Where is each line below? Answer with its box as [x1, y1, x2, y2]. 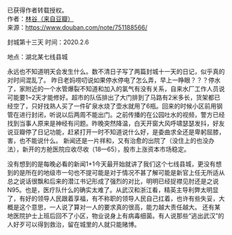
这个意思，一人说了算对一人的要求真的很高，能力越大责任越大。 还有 [19, 203, 215, 211]
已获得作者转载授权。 [7, 6, 68, 14]
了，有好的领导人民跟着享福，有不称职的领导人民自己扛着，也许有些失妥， [7, 194, 219, 203]
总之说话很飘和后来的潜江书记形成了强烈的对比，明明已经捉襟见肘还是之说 [7, 177, 219, 185]
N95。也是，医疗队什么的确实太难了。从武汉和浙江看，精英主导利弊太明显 [7, 186, 219, 194]
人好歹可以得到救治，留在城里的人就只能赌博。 [7, 220, 140, 228]
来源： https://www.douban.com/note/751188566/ [7, 23, 148, 31]
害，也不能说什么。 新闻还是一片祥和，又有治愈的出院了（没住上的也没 [7, 137, 209, 144]
